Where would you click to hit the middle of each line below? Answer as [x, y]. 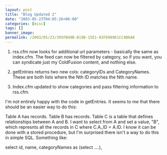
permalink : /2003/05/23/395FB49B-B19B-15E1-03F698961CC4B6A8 [70, 38]
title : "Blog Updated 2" [31, 14]
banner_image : [20, 33]
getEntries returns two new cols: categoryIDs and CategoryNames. [81, 72]
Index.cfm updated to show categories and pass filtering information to [85, 86]
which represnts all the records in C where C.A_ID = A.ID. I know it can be [81, 127]
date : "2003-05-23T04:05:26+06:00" [42, 19]
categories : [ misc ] [25, 24]
